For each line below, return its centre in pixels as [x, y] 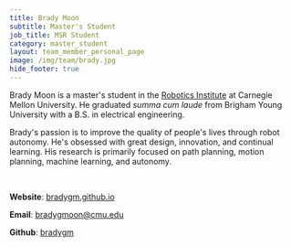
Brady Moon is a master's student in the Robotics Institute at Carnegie [141, 95]
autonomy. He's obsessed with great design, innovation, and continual [141, 142]
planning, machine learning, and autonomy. [90, 161]
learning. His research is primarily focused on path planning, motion [137, 151]
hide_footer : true [44, 70]
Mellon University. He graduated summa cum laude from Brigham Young [146, 104]
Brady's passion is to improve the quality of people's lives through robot [145, 132]
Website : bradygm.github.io [62, 197]
